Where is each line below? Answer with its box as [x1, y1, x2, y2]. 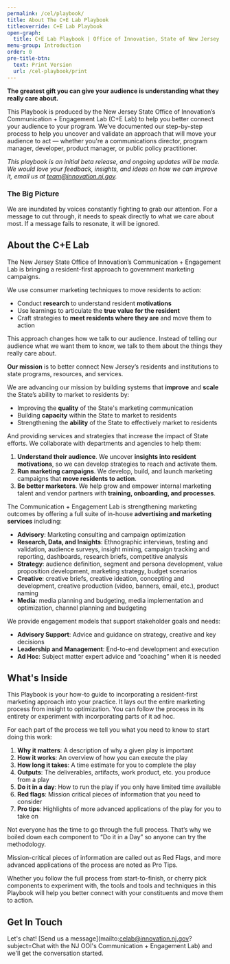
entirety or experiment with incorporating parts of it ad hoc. [7, 712, 175, 721]
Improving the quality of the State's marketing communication [16, 404, 194, 412]
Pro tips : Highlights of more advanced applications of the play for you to [16, 805, 222, 813]
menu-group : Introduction [7, 42, 81, 49]
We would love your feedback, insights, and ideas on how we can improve [7, 165, 218, 173]
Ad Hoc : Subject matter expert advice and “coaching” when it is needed [16, 652, 221, 660]
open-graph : [7, 29, 41, 37]
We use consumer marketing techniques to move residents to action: [7, 285, 202, 294]
